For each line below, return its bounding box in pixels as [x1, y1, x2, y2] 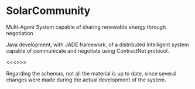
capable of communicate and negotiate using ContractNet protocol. [6, 47, 169, 54]
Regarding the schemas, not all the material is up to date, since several [6, 70, 177, 77]
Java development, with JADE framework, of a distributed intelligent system [6, 41, 189, 48]
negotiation [6, 29, 33, 36]
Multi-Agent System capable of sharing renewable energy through [6, 23, 166, 30]
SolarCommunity [6, 4, 91, 18]
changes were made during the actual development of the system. [6, 76, 166, 83]
